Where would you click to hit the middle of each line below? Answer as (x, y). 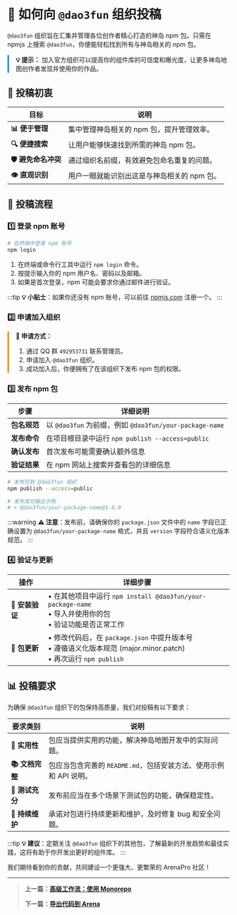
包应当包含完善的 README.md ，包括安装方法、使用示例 (136, 765)
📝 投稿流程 (30, 205)
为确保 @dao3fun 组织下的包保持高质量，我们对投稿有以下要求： (99, 707)
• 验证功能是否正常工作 (86, 624)
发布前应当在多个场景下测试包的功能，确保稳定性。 (133, 795)
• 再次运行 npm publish (86, 658)
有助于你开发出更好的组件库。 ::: (79, 852)
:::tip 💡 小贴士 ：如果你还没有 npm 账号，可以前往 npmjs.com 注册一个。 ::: (115, 297)
